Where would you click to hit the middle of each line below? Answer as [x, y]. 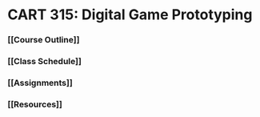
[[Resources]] [35, 104]
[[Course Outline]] [44, 40]
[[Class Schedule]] [44, 62]
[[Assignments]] [40, 83]
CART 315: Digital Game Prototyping [130, 15]
